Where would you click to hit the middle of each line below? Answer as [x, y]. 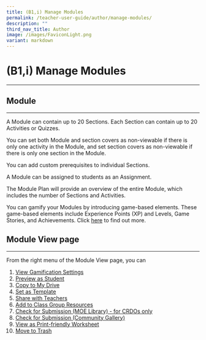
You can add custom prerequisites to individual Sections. [78, 165]
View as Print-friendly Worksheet [57, 324]
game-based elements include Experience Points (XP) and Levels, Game [98, 214]
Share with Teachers [41, 298]
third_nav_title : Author [38, 29]
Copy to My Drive [37, 285]
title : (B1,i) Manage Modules [45, 12]
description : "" [27, 23]
